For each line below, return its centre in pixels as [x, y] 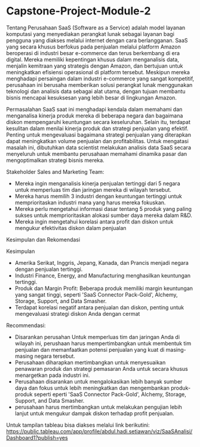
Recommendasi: [26, 325]
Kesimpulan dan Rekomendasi [43, 239]
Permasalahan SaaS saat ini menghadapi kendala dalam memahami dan [94, 109]
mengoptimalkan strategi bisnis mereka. [55, 160]
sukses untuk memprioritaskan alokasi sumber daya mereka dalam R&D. [104, 215]
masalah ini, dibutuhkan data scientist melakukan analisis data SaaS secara [99, 147]
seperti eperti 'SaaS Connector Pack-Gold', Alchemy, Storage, [110, 394]
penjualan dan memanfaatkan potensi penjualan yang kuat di [90, 349]
